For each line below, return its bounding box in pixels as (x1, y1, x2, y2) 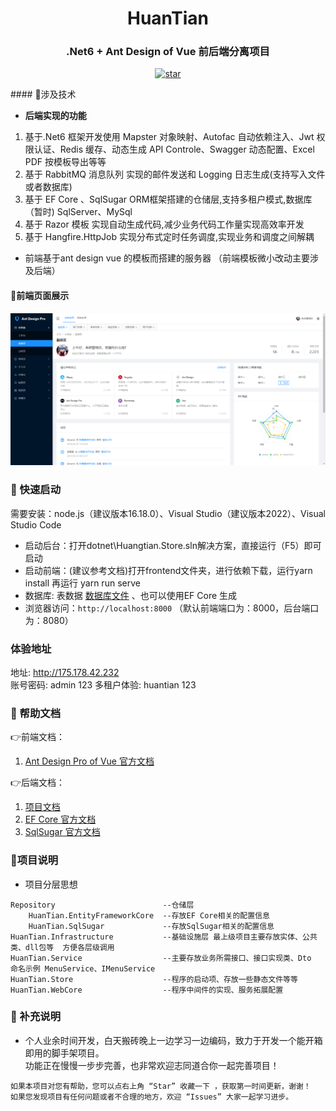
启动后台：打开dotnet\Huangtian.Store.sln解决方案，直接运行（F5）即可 (24, 539, 322, 551)
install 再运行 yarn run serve (24, 577, 141, 589)
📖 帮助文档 (10, 706, 62, 720)
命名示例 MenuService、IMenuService (10, 963, 156, 974)
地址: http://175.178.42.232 (10, 666, 120, 678)
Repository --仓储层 (10, 900, 195, 910)
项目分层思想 (24, 878, 78, 890)
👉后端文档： (10, 777, 66, 789)
